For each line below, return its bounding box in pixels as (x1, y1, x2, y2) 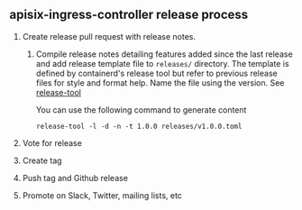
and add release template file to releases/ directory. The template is (35, 58, 290, 68)
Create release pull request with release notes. (22, 31, 197, 41)
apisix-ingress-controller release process (9, 7, 249, 23)
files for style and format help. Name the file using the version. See (35, 77, 285, 88)
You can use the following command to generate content (35, 104, 247, 115)
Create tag (22, 155, 62, 166)
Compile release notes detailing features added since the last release (35, 49, 293, 59)
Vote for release (22, 137, 83, 148)
